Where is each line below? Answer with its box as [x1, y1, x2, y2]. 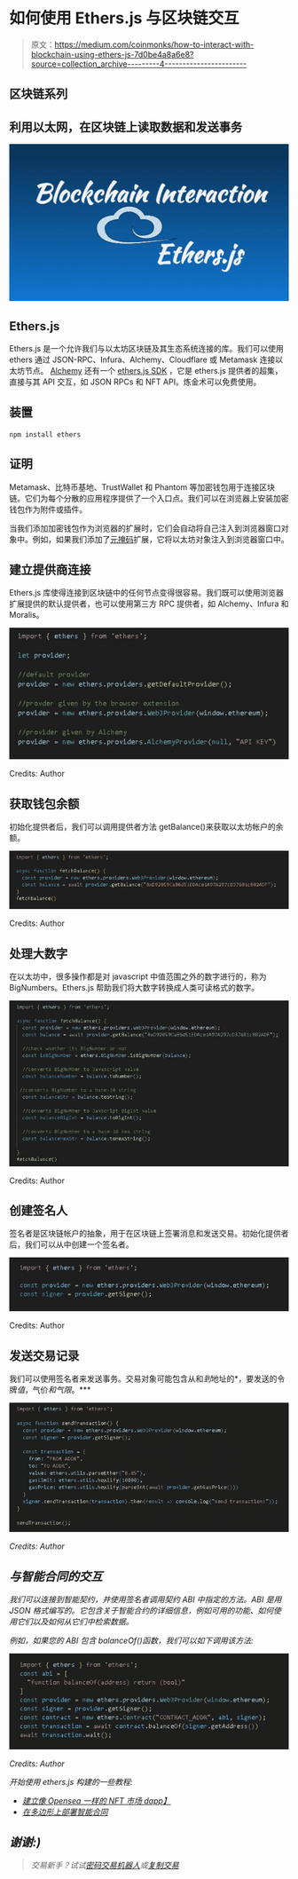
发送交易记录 [9, 1348, 80, 1363]
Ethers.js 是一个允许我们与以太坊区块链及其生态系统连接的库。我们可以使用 [9, 343, 284, 353]
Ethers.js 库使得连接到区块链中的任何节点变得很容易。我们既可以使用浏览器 [9, 588, 284, 598]
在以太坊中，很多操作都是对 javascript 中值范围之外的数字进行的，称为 [9, 971, 267, 982]
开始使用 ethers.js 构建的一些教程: [9, 1776, 133, 1787]
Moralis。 [9, 610, 44, 620]
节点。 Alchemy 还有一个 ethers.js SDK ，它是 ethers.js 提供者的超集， [24, 365, 283, 375]
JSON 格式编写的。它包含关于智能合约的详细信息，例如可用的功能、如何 [9, 1606, 274, 1616]
